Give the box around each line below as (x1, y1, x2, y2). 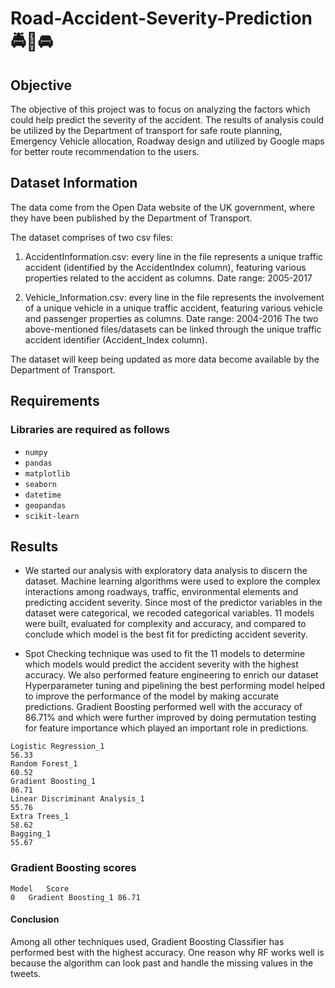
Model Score (10, 883, 70, 894)
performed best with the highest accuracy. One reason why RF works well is (10, 946, 325, 958)
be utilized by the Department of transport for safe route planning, (10, 125, 283, 136)
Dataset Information (10, 175, 138, 192)
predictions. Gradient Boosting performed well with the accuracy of (24, 701, 303, 713)
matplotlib (24, 468, 71, 479)
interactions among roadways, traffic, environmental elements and (24, 586, 299, 598)
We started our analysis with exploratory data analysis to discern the (24, 565, 308, 577)
